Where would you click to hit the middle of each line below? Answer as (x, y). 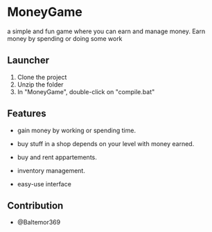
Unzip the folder (40, 84)
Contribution (35, 205)
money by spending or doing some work (65, 38)
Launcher (28, 61)
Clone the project (42, 77)
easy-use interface (44, 184)
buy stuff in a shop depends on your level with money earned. (106, 143)
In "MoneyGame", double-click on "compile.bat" (86, 91)
